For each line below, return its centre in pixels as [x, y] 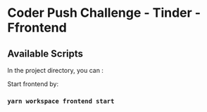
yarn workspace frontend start [61, 101]
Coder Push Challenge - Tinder [100, 13]
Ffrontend [37, 28]
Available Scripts [45, 54]
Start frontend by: [33, 84]
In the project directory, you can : [56, 70]
